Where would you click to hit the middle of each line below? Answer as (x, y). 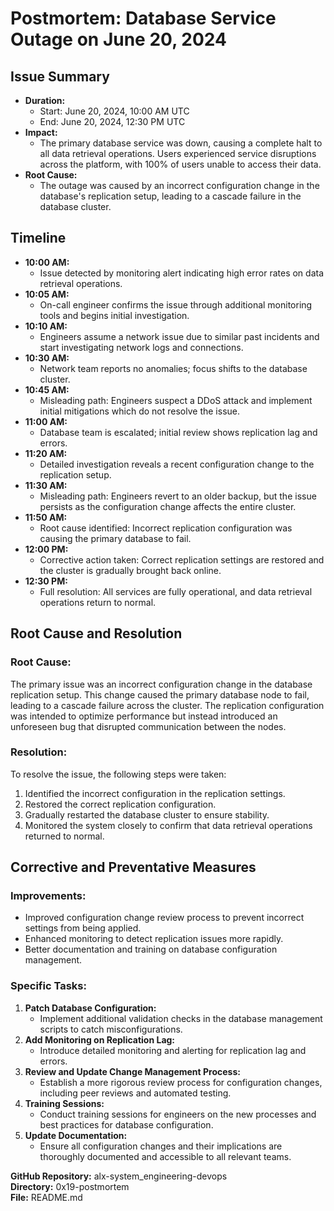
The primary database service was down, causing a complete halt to (181, 143)
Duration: (45, 100)
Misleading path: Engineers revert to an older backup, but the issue (178, 496)
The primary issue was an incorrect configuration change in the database (161, 684)
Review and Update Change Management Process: (132, 1071)
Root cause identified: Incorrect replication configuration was (166, 528)
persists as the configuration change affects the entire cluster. (168, 506)
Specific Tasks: (48, 986)
